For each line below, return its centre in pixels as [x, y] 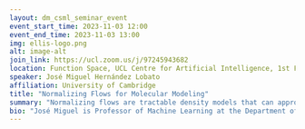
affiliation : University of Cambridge [83, 85]
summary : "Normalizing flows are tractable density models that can [142, 102]
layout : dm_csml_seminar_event [69, 18]
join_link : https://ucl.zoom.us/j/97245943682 [99, 60]
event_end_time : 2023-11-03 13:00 [75, 35]
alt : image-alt [38, 52]
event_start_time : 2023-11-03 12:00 [79, 26]
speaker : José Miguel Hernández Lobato [85, 77]
